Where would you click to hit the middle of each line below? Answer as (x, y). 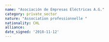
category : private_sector (31, 14)
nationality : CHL (22, 23)
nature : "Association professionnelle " (46, 18)
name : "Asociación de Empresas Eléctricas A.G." (55, 9)
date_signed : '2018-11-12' (32, 32)
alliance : (15, 28)
